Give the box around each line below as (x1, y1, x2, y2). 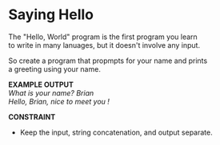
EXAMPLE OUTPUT (8, 80, 74, 89)
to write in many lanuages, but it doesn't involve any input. (8, 40, 201, 49)
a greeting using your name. (8, 64, 102, 73)
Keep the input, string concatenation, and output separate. (19, 127, 214, 137)
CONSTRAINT (8, 112, 56, 121)
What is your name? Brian (8, 88, 94, 97)
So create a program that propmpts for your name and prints (8, 56, 208, 65)
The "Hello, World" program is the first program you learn (8, 32, 198, 41)
